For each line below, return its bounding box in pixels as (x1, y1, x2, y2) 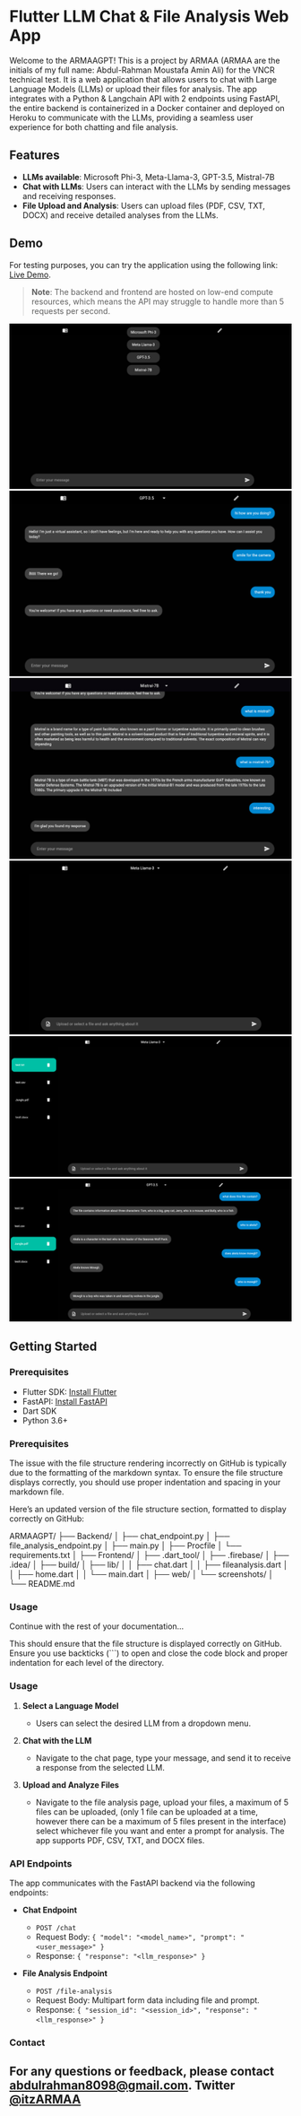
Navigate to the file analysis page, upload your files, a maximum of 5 (35, 1797, 289, 1807)
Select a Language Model (21, 1700, 119, 1711)
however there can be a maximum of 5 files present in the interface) (35, 1816, 287, 1826)
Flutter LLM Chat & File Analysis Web (9, 6, 289, 27)
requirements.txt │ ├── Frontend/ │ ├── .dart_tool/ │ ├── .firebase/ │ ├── (9, 1550, 289, 1560)
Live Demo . (9, 269, 51, 280)
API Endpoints (9, 1857, 73, 1869)
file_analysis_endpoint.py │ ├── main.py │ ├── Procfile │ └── (9, 1540, 242, 1551)
